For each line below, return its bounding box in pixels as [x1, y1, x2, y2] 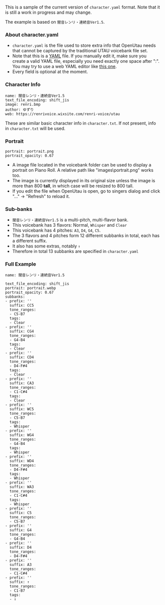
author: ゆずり [5, 107, 34, 112]
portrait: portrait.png [5, 149, 54, 154]
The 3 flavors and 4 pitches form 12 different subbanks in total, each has [12, 233, 160, 239]
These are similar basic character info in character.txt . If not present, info [5, 120, 156, 126]
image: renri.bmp [5, 102, 41, 107]
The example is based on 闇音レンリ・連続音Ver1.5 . [5, 19, 105, 25]
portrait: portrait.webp [5, 286, 56, 291]
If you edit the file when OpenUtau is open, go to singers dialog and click [12, 188, 160, 194]
